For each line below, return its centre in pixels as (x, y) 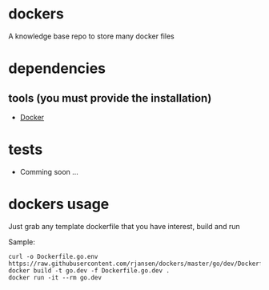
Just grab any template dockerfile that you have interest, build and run (124, 226)
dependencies (57, 68)
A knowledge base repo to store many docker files (91, 36)
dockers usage (59, 204)
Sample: (22, 242)
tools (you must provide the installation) (110, 98)
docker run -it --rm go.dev (55, 277)
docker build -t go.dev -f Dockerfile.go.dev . (89, 270)
